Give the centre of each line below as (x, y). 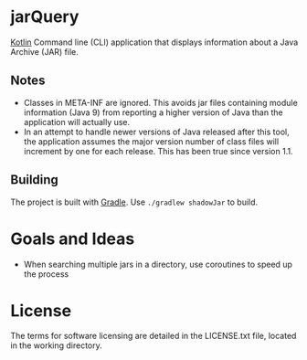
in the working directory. (57, 345)
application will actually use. (77, 122)
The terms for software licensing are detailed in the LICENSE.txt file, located (153, 336)
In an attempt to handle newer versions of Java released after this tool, (157, 132)
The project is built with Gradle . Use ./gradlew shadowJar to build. (134, 202)
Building (34, 180)
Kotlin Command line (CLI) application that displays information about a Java (154, 42)
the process (46, 274)
